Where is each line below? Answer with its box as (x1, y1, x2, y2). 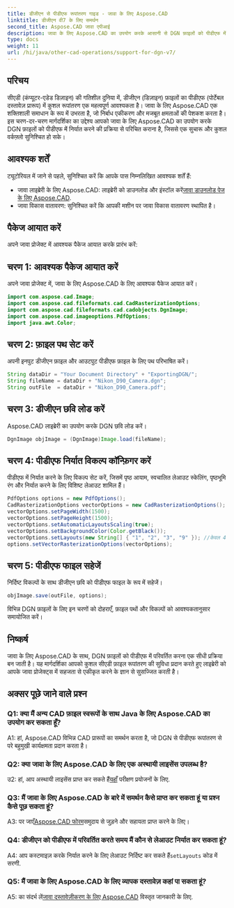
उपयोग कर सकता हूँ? (7, 718, 61, 728)
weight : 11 (7, 43, 39, 49)
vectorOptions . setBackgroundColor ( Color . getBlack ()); (7, 528, 167, 534)
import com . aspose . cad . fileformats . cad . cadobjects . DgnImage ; (7, 306, 189, 314)
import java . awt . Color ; (7, 319, 77, 326)
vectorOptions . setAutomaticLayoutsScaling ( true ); (7, 521, 155, 528)
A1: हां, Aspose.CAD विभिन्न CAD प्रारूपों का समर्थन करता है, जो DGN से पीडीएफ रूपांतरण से (7, 733, 222, 742)
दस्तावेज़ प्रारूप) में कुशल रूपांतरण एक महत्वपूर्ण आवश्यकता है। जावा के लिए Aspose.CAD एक (7, 101, 218, 109)
